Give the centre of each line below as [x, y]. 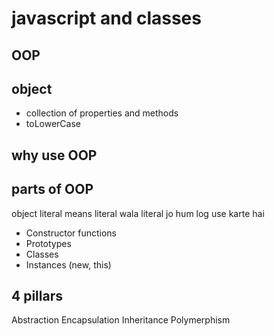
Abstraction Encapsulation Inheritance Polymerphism [121, 320]
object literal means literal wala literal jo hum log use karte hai [138, 213]
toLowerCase [53, 124]
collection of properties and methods [102, 113]
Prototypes [48, 243]
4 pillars [37, 295]
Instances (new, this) [68, 264]
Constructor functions [71, 233]
